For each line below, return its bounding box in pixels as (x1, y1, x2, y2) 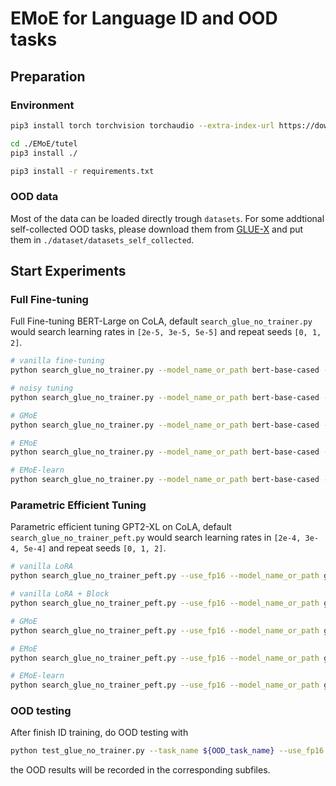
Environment (10, 98, 75, 112)
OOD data (10, 190, 59, 204)
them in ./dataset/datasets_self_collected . (10, 233, 195, 246)
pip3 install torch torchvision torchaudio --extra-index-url (10, 120, 275, 131)
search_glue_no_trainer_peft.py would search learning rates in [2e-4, (10, 532, 302, 544)
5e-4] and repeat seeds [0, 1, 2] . (23, 542, 167, 554)
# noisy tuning (10, 383, 74, 394)
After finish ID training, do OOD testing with (10, 727, 189, 739)
